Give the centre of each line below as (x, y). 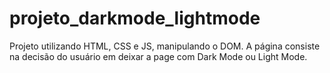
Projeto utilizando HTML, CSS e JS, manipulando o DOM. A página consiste (165, 46)
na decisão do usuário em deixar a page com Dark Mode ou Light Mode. (158, 56)
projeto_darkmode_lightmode (135, 18)
